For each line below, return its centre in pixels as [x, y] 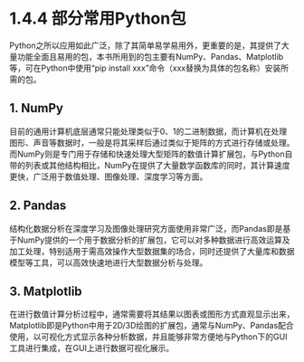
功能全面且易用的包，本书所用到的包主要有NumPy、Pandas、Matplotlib [150, 56]
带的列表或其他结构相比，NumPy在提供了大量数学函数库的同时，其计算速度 [150, 165]
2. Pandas [38, 206]
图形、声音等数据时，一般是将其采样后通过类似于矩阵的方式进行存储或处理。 [152, 142]
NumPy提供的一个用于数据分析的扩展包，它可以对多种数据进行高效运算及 [153, 240]
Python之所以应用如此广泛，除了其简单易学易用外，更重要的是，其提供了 [146, 45]
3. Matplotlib [46, 291]
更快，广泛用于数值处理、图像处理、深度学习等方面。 [109, 176]
